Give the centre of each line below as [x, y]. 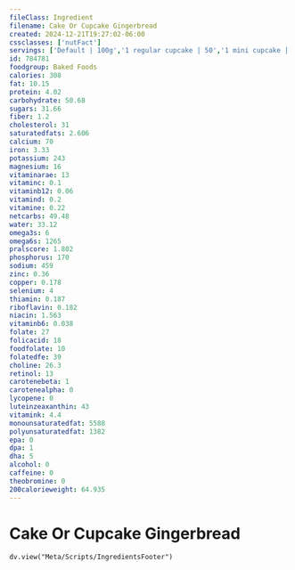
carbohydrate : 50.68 [48, 100]
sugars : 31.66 [36, 109]
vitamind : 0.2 [36, 200]
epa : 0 [21, 440]
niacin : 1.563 [36, 316]
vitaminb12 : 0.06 [41, 191]
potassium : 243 [37, 158]
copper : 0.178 [36, 282]
